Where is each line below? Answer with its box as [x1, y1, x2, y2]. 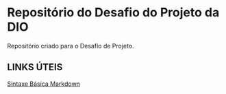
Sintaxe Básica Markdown [7, 80, 81, 88]
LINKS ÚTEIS [7, 61, 63, 73]
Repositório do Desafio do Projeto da [7, 5, 220, 20]
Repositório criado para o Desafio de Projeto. [7, 42, 135, 50]
